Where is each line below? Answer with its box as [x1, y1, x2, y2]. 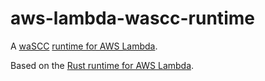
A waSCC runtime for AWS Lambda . [10, 40, 158, 52]
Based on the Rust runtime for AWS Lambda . [10, 59, 195, 71]
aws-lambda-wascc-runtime [10, 7, 255, 30]
